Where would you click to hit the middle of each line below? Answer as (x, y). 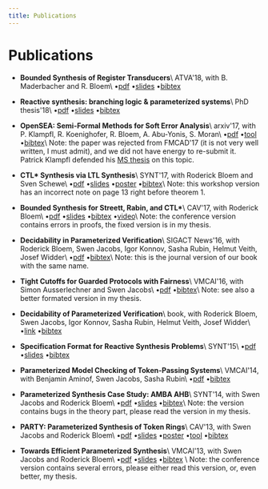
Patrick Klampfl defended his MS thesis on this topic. (107, 159)
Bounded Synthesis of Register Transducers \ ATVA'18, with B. (124, 78)
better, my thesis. (48, 476)
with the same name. (54, 266)
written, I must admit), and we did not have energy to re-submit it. (128, 151)
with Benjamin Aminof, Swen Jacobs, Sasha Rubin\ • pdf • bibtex (125, 379)
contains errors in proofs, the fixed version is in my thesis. (116, 224)
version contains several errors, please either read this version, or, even (138, 467)
